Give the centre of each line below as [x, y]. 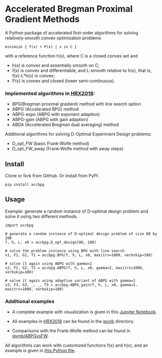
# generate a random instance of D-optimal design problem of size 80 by [81, 234]
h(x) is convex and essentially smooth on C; [56, 65]
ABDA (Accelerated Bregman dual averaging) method [65, 125]
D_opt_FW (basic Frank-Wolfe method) [51, 143]
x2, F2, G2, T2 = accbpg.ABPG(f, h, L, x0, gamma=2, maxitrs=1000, [75, 268]
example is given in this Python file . [40, 351]
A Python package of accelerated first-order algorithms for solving [72, 33]
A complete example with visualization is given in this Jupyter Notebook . [84, 312]
